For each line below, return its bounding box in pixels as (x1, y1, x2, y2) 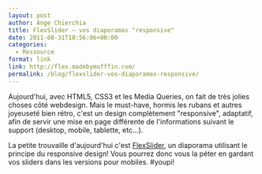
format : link (8, 56, 51, 64)
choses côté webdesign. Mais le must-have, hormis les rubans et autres (8, 100, 242, 109)
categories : (8, 41, 47, 49)
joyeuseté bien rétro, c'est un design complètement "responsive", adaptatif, (8, 108, 254, 118)
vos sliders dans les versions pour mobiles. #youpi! (8, 157, 175, 166)
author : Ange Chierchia (8, 19, 87, 27)
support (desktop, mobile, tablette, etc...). (8, 125, 144, 135)
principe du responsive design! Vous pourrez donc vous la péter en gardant (8, 149, 254, 158)
